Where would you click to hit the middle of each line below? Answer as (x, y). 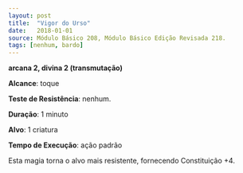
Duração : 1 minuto (39, 114)
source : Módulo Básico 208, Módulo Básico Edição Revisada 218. (117, 38)
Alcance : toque (34, 84)
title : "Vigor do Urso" (49, 23)
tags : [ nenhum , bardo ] (46, 45)
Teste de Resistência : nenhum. (60, 99)
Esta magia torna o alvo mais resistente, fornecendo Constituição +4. (121, 161)
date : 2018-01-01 (41, 30)
